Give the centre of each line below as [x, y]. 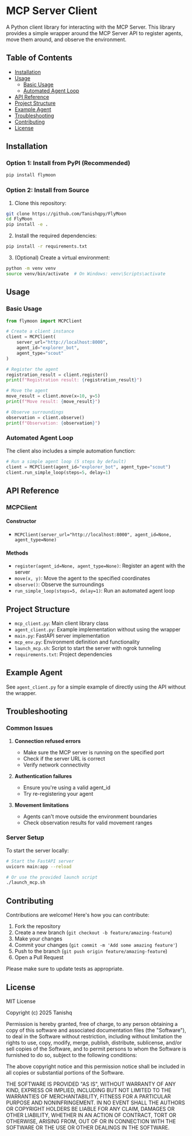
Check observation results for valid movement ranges [88, 822]
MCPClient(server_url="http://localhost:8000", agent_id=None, [93, 535]
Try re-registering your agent [58, 793]
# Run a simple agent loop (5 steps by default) [66, 461]
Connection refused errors [48, 741]
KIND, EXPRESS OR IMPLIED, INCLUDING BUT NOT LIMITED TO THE [89, 1090]
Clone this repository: [40, 203]
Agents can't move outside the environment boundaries [90, 816]
